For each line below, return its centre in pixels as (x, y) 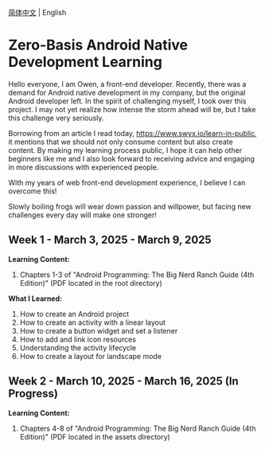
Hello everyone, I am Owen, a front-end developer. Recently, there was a (127, 84)
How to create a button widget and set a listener (99, 330)
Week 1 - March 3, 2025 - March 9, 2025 (110, 240)
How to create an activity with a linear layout (92, 322)
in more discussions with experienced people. (84, 167)
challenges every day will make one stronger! (83, 215)
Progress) (33, 394)
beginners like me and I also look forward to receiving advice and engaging (131, 158)
